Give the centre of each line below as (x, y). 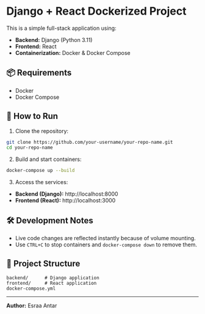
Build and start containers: (48, 159)
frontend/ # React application (52, 283)
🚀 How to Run (32, 116)
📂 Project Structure (43, 264)
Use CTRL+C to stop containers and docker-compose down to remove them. (106, 244)
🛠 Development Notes (50, 220)
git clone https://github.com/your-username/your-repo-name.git (90, 142)
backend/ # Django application (53, 278)
